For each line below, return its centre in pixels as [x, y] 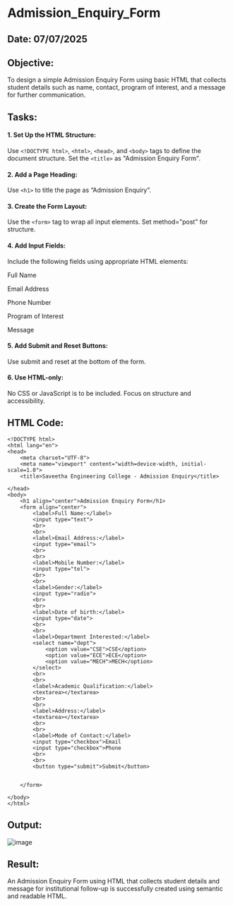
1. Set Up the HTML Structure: [52, 135]
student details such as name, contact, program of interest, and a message [116, 87]
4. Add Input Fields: [36, 246]
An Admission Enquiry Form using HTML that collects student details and [114, 881]
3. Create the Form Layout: [47, 206]
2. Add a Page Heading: [42, 174]
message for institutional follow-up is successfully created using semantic [115, 889]
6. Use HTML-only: [35, 377]
